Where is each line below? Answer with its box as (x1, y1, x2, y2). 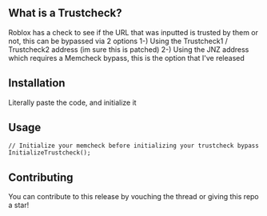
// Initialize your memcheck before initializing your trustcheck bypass (8, 142, 260, 150)
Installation (8, 76, 66, 90)
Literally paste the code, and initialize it (8, 98, 137, 107)
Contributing (8, 170, 74, 184)
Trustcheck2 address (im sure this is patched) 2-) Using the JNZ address (8, 44, 249, 54)
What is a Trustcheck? (8, 6, 122, 20)
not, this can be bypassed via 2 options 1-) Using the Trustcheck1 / (8, 36, 228, 46)
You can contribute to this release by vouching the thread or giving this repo (8, 192, 260, 202)
